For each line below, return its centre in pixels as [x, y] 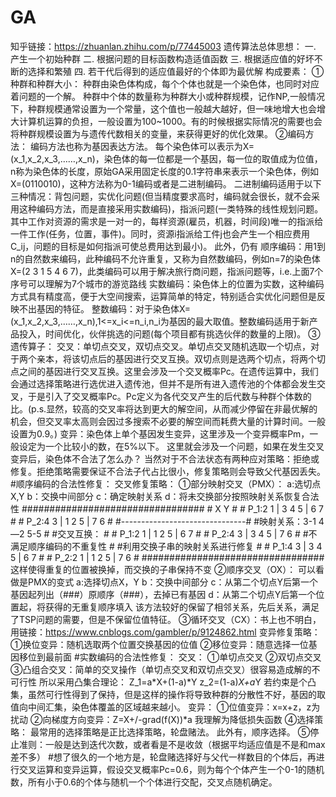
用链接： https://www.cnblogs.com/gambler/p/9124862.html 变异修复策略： [165, 632]
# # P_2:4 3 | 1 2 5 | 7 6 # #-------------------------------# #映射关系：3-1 [163, 521]
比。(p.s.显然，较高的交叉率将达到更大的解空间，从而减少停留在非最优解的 [164, 408]
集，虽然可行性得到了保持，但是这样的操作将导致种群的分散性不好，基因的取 [168, 694]
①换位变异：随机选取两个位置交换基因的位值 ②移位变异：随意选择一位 [159, 644]
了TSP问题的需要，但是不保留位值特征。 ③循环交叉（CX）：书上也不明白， [166, 619]
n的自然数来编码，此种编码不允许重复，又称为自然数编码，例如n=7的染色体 [165, 258]
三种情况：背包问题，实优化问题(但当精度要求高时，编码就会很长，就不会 [161, 196]
